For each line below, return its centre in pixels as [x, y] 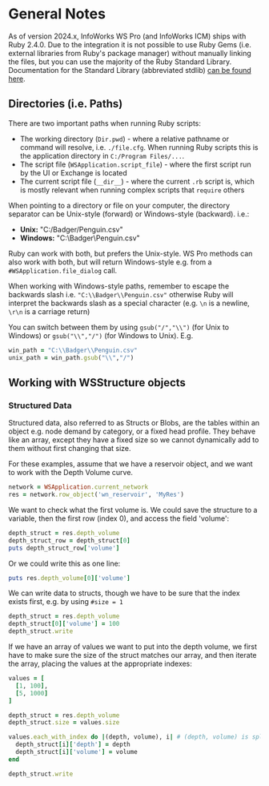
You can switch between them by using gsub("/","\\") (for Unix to [119, 327]
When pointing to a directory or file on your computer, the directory [119, 205]
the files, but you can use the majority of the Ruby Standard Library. [120, 62]
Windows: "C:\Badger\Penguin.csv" [80, 238]
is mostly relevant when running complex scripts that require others [132, 190]
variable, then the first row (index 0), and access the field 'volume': [119, 518]
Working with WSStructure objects [97, 383]
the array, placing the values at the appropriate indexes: [100, 664]
